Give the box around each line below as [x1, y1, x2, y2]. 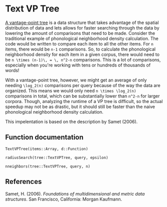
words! [5, 67, 19, 73]
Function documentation [5, 133, 84, 141]
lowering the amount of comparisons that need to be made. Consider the [5, 30, 155, 36]
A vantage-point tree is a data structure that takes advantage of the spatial [5, 19, 159, 25]
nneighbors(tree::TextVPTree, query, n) [5, 163, 91, 169]
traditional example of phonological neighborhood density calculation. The [5, 35, 158, 41]
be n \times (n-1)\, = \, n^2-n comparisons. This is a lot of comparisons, [5, 56, 161, 62]
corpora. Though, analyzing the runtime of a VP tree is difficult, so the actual [5, 98, 163, 104]
